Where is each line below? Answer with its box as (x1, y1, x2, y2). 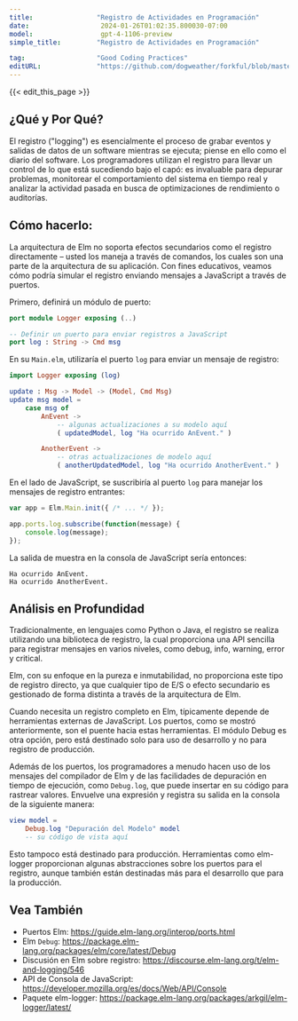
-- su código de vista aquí (25, 833, 129, 842)
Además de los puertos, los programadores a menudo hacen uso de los (9, 761, 271, 772)
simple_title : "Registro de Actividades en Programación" (9, 37, 260, 47)
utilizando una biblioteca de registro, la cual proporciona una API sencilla (9, 634, 275, 645)
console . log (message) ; (25, 527, 109, 537)
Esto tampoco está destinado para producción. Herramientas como (9, 849, 255, 859)
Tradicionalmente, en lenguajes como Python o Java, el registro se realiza (9, 625, 279, 636)
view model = (9, 816, 58, 826)
